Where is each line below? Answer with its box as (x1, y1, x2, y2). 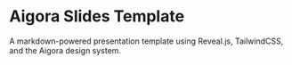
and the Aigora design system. (9, 45, 122, 55)
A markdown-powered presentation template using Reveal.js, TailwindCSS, (9, 36, 284, 46)
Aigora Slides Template (9, 6, 185, 27)
